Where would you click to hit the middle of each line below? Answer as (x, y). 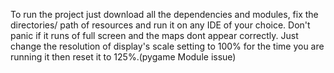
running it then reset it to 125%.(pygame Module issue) (123, 57)
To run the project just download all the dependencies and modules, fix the (164, 14)
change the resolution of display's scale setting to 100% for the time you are (167, 46)
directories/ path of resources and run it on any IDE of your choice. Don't (160, 25)
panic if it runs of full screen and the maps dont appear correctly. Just (154, 35)
